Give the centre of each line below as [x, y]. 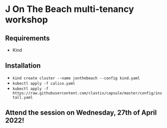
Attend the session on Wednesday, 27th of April [81, 113]
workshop [27, 20]
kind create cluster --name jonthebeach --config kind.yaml [76, 78]
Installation [23, 66]
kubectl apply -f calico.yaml [44, 83]
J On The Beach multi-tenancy [70, 9]
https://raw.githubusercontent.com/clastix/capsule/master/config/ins [87, 93]
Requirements [27, 38]
